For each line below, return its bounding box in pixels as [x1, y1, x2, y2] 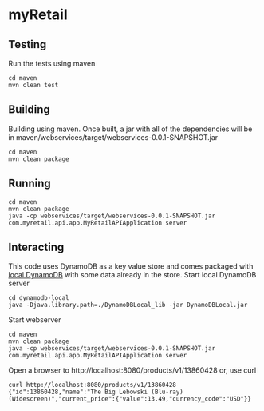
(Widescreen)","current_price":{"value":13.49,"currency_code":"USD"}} [8, 395, 251, 403]
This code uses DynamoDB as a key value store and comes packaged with [8, 261, 254, 271]
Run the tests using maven [8, 58, 96, 68]
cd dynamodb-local [8, 294, 69, 302]
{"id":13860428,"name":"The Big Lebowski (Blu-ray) [8, 388, 183, 397]
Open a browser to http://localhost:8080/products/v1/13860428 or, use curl [8, 365, 257, 375]
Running [8, 177, 52, 190]
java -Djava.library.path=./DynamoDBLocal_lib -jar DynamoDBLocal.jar [8, 301, 248, 309]
